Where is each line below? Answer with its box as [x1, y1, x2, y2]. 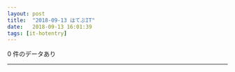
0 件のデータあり [7, 50, 56, 58]
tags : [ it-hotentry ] [7, 29, 68, 37]
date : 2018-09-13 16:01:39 [7, 23, 92, 30]
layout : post [7, 10, 45, 17]
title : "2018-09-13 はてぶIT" [7, 17, 96, 24]
